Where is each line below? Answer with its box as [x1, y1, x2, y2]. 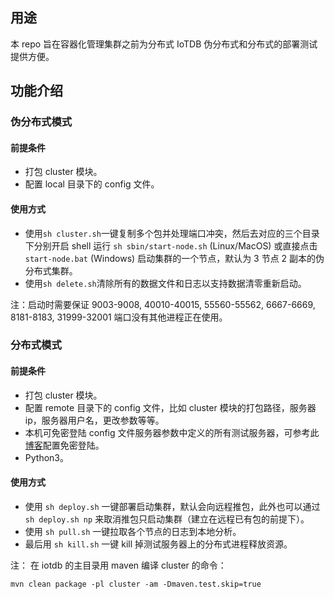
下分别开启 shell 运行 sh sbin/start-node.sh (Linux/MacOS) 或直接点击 [24, 239, 318, 252]
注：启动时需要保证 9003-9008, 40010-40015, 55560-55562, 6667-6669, [10, 298, 316, 310]
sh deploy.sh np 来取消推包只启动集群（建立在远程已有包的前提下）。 [24, 513, 310, 525]
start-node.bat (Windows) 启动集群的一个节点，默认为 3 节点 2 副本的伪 [24, 252, 325, 264]
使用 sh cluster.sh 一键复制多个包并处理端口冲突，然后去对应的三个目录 [24, 227, 320, 239]
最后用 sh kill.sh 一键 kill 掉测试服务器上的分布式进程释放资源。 [24, 538, 293, 550]
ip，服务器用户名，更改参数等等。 [24, 414, 165, 426]
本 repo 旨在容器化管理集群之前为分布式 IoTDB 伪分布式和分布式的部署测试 [10, 38, 318, 50]
